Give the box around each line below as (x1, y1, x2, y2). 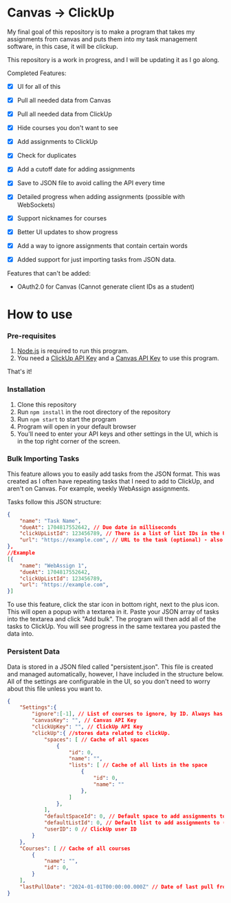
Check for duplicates (16, 152, 77, 160)
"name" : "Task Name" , (19, 517, 81, 524)
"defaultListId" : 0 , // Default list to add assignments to (43, 820, 220, 827)
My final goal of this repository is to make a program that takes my (7, 28, 195, 36)
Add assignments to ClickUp (16, 138, 98, 146)
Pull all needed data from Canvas (16, 96, 111, 104)
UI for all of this (16, 82, 61, 90)
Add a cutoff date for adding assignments (16, 165, 135, 174)
